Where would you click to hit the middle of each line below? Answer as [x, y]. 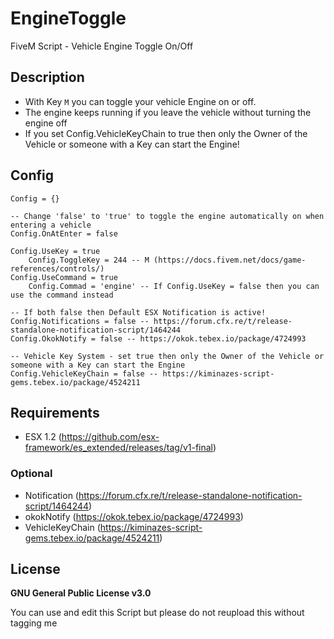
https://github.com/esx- [110, 437]
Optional [31, 474]
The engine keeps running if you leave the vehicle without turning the [168, 112]
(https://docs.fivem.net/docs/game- [230, 260]
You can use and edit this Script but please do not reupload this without [157, 613]
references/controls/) [57, 268]
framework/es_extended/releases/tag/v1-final [119, 448]
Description [47, 77]
